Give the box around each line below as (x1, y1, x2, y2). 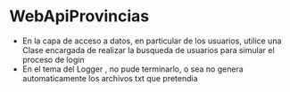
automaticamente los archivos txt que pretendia (21, 73, 198, 83)
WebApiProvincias (9, 6, 150, 27)
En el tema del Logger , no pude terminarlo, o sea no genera (21, 64, 244, 74)
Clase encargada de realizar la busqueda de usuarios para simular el (21, 44, 275, 55)
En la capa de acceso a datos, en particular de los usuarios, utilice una (21, 35, 282, 46)
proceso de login (21, 54, 85, 65)
